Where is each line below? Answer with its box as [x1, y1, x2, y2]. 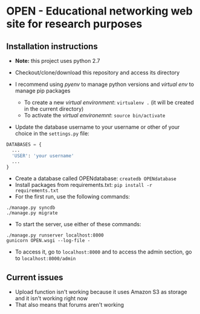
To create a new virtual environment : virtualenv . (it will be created [24, 99, 195, 106]
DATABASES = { [6, 142, 42, 148]
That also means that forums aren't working [15, 301, 124, 309]
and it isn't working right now [15, 295, 88, 302]
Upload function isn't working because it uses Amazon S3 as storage [15, 289, 187, 296]
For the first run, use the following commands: [15, 193, 131, 200]
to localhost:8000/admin [15, 255, 76, 262]
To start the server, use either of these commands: [15, 221, 141, 228]
